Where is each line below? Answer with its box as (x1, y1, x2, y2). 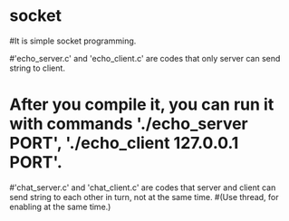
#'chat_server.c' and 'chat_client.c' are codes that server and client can (9, 182, 276, 193)
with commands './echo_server (9, 114, 249, 134)
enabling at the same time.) (9, 201, 111, 212)
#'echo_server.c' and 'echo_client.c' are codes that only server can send (9, 53, 281, 63)
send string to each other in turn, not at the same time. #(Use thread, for (9, 191, 279, 202)
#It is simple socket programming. (9, 35, 137, 46)
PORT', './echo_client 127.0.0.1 (9, 133, 239, 154)
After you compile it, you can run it (9, 94, 275, 115)
